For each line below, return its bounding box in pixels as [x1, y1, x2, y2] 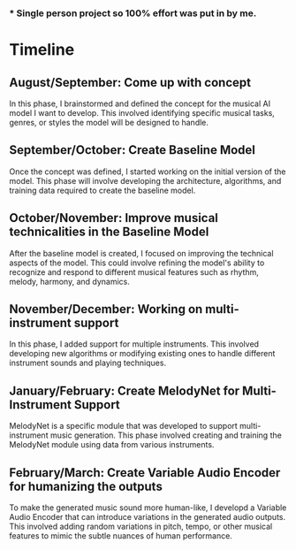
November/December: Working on [9, 302, 203, 317]
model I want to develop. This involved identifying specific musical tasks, [9, 107, 276, 118]
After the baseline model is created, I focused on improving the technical [9, 248, 274, 258]
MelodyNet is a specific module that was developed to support [9, 421, 239, 432]
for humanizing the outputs [9, 478, 163, 493]
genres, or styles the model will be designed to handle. [9, 117, 209, 127]
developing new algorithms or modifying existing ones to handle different [9, 348, 276, 359]
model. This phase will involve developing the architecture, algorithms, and [9, 175, 282, 186]
